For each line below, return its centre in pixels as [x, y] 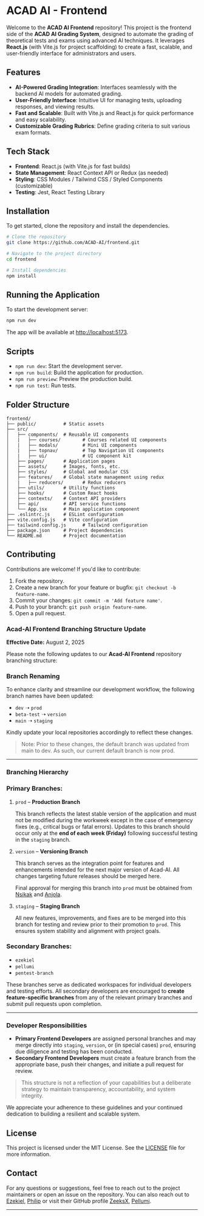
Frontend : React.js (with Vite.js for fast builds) [73, 166]
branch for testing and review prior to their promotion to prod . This [98, 924]
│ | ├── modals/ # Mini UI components [72, 445]
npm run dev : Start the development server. [69, 366]
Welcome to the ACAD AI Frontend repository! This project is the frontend [99, 27]
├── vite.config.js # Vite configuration [62, 520]
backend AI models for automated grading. [69, 93]
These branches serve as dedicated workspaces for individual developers [99, 984]
